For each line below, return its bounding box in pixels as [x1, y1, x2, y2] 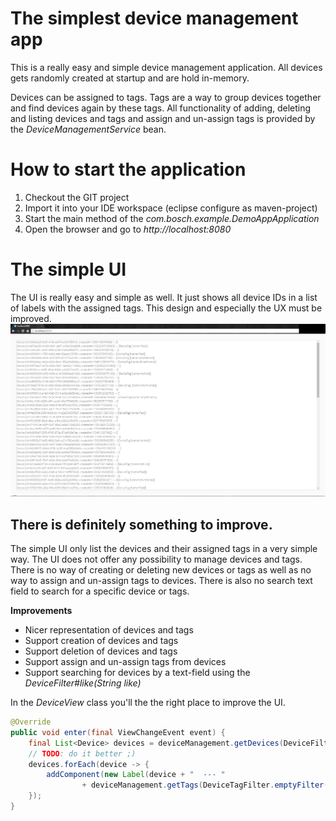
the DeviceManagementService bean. [10, 123, 167, 135]
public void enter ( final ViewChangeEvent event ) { [10, 727, 226, 737]
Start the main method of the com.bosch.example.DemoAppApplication [24, 212, 320, 224]
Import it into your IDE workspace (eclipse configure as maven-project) [24, 202, 318, 214]
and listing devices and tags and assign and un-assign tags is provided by [10, 112, 316, 124]
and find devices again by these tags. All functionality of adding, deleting [10, 102, 312, 114]
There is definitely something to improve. [10, 516, 273, 533]
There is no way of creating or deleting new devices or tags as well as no [10, 564, 312, 576]
